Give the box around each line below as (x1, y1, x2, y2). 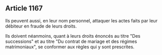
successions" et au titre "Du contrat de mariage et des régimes (5, 38, 137, 44)
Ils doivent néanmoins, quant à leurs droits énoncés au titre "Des (5, 33, 141, 39)
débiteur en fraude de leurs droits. (5, 23, 77, 29)
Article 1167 (5, 4, 43, 13)
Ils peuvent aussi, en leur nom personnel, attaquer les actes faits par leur (5, 17, 158, 23)
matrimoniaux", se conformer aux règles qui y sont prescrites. (5, 43, 135, 50)
